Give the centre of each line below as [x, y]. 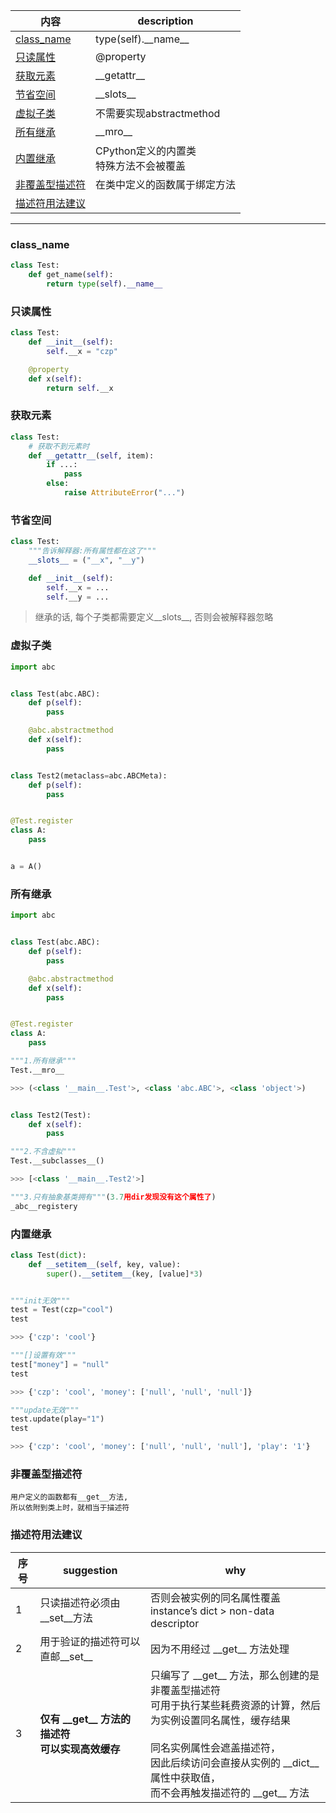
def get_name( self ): [71, 275]
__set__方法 [66, 1617]
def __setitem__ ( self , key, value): [105, 1264]
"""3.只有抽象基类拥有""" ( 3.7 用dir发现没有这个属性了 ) [113, 1197]
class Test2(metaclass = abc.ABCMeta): [89, 775]
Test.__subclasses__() [57, 1161]
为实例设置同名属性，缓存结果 [220, 1720]
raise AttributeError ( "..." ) [124, 493]
